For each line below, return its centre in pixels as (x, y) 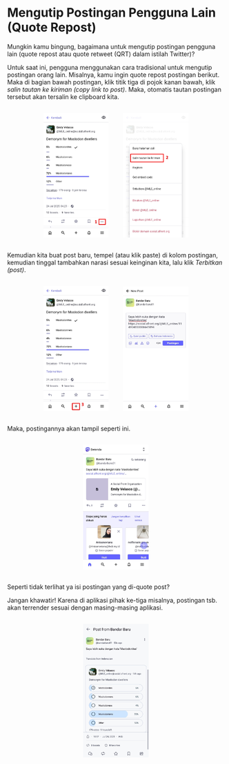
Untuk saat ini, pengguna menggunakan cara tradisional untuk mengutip (110, 67)
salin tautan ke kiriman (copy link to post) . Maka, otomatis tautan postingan (114, 89)
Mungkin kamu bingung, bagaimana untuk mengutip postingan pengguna (111, 46)
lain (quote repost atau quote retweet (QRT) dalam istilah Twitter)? (101, 54)
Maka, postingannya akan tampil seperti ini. (69, 428)
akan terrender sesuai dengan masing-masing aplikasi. (85, 608)
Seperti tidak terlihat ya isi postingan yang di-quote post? (89, 587)
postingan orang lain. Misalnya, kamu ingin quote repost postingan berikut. (113, 75)
